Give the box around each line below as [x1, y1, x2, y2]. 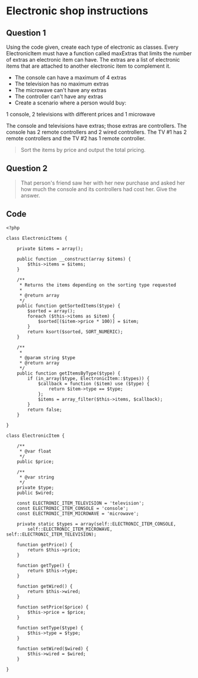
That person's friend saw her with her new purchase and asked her [20, 179, 186, 186]
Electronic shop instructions [6, 4, 148, 18]
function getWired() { [17, 583, 73, 589]
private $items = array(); [17, 245, 84, 252]
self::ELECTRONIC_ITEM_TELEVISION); [6, 531, 97, 537]
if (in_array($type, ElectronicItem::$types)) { [27, 375, 150, 381]
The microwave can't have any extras [14, 87, 107, 93]
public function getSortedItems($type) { [17, 303, 120, 309]
